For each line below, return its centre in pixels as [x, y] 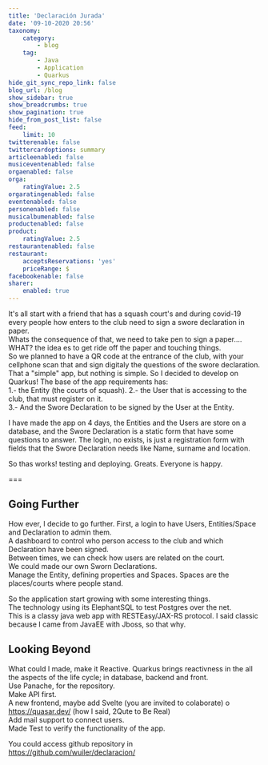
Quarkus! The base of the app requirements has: [88, 382]
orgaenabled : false [41, 172]
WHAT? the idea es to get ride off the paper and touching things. [115, 348]
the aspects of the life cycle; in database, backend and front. [108, 677]
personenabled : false [44, 209]
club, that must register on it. [56, 399]
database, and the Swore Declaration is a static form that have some [121, 431]
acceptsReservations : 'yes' [69, 261]
